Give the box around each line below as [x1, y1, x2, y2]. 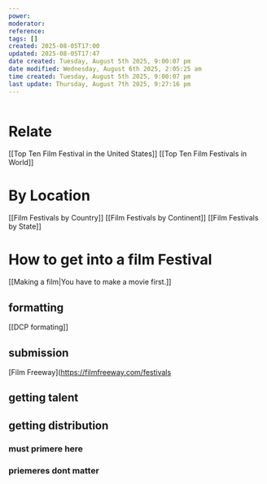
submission [8, 346, 69, 360]
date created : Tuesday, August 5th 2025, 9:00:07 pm [8, 58, 191, 66]
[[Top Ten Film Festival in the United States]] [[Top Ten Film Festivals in [8, 149, 247, 159]
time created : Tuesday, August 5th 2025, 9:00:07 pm [8, 72, 191, 81]
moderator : [8, 20, 46, 28]
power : [8, 11, 31, 20]
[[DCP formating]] [8, 322, 69, 332]
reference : [8, 27, 46, 35]
